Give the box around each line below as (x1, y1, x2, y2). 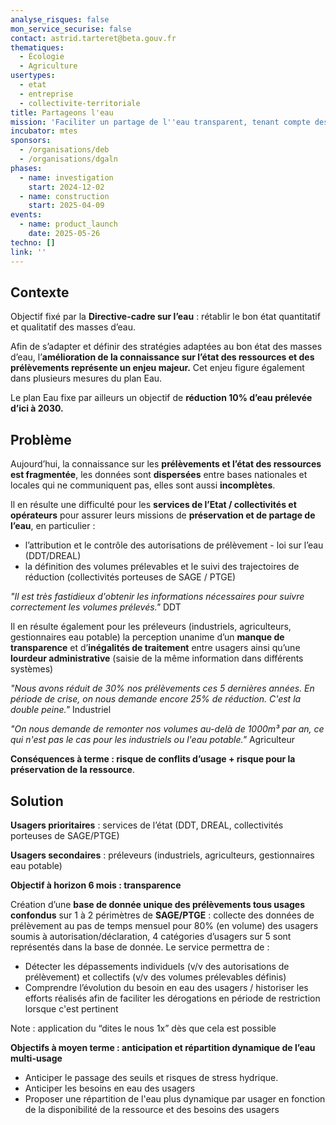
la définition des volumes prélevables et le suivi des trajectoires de (24, 561, 300, 573)
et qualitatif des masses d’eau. (10, 321, 137, 333)
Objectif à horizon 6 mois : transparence (10, 879, 182, 891)
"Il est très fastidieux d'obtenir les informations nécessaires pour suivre (10, 591, 305, 603)
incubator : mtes (10, 126, 78, 136)
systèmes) (10, 663, 54, 675)
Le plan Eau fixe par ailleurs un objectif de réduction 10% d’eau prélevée (10, 392, 313, 404)
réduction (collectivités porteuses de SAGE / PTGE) (24, 571, 237, 583)
